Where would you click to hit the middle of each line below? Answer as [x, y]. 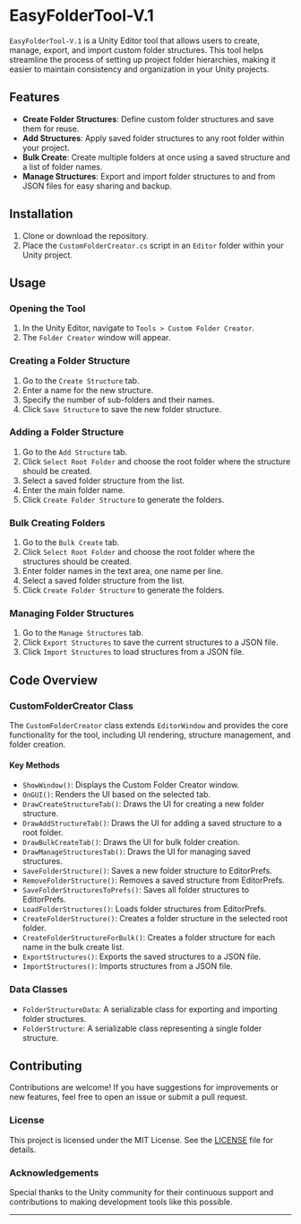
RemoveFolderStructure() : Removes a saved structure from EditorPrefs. [153, 880]
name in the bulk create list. [73, 947]
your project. [46, 147]
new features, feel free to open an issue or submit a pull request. [129, 1097]
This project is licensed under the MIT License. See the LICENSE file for [142, 1140]
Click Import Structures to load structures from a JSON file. [133, 652]
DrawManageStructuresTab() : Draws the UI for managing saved [136, 852]
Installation [41, 214]
